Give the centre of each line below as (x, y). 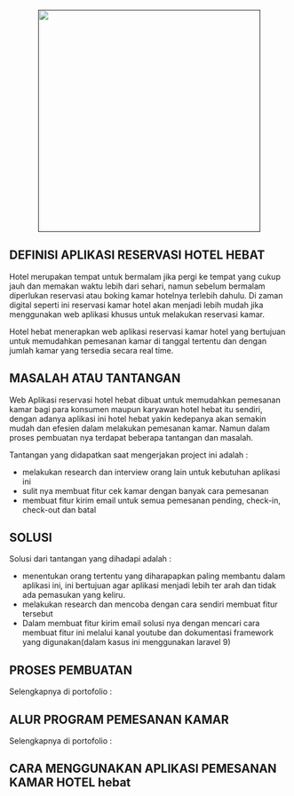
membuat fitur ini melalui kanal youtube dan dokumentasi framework (147, 633)
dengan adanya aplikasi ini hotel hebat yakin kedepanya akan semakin (138, 418)
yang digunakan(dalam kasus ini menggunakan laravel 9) (126, 642)
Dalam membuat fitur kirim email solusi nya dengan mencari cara (141, 624)
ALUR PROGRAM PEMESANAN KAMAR (119, 719)
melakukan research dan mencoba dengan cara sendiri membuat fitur (150, 604)
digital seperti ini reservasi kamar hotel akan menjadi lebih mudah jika (136, 305)
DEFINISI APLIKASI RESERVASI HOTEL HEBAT (137, 255)
